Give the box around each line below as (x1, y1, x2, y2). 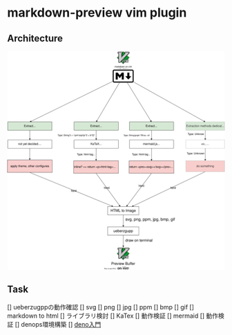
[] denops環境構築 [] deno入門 (14, 320, 101, 328)
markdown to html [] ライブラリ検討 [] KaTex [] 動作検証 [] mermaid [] (7, 311, 205, 320)
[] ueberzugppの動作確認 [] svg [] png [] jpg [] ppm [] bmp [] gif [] (7, 302, 195, 311)
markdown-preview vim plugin (7, 5, 187, 21)
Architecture (7, 33, 64, 44)
